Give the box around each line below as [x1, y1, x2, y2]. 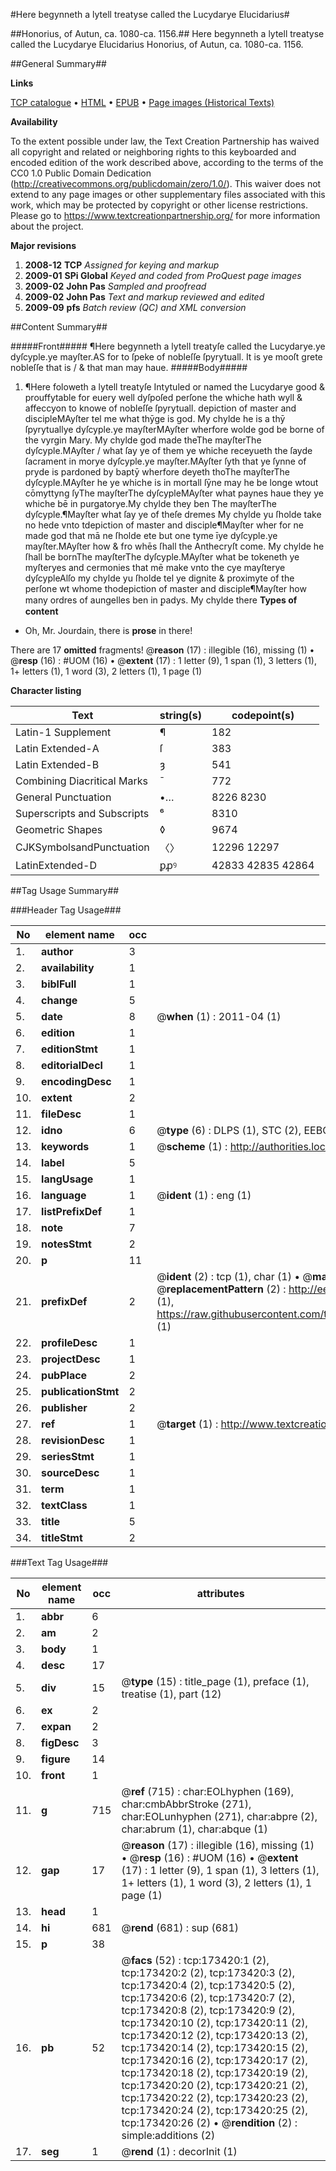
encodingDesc [41, 1075, 112, 1088]
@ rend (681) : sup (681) [121, 1921, 240, 1934]
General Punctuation [15, 790, 112, 804]
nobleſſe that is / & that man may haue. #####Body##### [10, 362, 248, 373]
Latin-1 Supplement [15, 725, 112, 739]
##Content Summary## [10, 321, 108, 333]
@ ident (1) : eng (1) [156, 1189, 252, 1202]
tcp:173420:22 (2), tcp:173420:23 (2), [121, 2091, 308, 2104]
